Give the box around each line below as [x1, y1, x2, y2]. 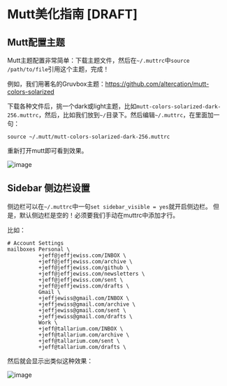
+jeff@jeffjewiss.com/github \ [38, 264, 130, 271]
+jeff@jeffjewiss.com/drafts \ [38, 282, 130, 290]
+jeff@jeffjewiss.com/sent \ [38, 276, 124, 283]
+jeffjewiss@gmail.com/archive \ [38, 301, 136, 308]
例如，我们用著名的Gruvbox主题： [7, 80, 106, 88]
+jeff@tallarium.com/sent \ [38, 337, 120, 344]
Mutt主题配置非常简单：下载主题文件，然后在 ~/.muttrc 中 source [7, 57, 190, 64]
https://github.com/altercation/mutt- [105, 80, 210, 88]
